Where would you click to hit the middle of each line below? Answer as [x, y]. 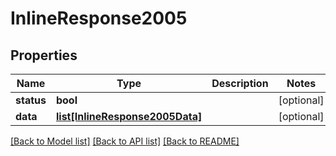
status [31, 100]
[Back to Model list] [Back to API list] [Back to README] [125, 141]
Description [240, 83]
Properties [44, 55]
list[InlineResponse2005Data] [129, 116]
